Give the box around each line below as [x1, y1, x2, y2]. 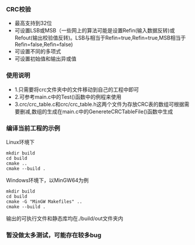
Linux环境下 [6, 138, 35, 145]
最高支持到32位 [14, 19, 52, 27]
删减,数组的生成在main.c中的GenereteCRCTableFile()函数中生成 [19, 108, 173, 115]
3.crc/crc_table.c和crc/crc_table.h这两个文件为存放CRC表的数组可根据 [14, 100, 184, 108]
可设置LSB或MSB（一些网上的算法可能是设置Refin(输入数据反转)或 [14, 27, 175, 34]
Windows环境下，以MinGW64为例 [6, 176, 89, 183]
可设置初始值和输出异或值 [14, 55, 77, 62]
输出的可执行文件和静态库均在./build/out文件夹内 [6, 214, 124, 221]
